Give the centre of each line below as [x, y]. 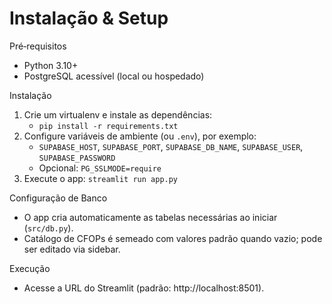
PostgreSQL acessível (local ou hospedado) [114, 76]
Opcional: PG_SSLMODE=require [100, 168]
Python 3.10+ [51, 65]
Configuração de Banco [58, 198]
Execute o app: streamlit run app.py [101, 178]
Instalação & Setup [89, 18]
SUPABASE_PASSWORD [77, 158]
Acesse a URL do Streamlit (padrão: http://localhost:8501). [144, 288]
